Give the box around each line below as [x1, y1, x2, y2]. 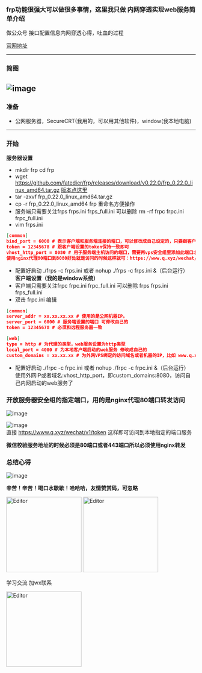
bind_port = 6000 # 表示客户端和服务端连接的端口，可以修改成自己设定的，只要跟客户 [6, 238, 197, 245]
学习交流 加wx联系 [6, 579, 52, 586]
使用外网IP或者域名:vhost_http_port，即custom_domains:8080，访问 [14, 371, 186, 379]
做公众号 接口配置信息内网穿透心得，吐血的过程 [6, 29, 124, 37]
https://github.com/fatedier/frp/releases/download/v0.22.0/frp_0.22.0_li [14, 179, 194, 186]
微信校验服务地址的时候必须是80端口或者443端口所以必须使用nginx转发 [6, 441, 186, 449]
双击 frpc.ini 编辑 [14, 295, 57, 303]
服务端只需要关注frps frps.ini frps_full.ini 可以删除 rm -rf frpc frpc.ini [14, 208, 185, 215]
